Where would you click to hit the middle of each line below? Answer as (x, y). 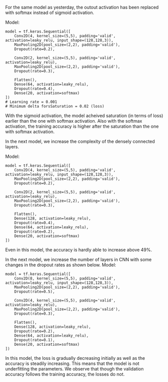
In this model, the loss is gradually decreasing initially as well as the (75, 358)
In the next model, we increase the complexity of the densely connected (80, 141)
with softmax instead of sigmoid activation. (50, 13)
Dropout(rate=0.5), (35, 292)
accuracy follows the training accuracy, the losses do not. (65, 374)
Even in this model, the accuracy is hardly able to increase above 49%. (79, 250)
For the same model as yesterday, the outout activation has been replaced (82, 7)
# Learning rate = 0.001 (31, 102)
